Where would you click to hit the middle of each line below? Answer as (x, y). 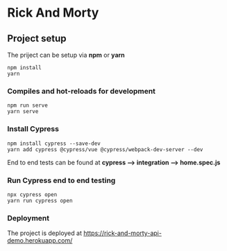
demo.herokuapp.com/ (40, 241)
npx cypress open (32, 194)
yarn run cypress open (40, 200)
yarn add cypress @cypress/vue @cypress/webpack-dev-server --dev (105, 149)
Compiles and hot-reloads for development (82, 91)
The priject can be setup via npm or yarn (66, 55)
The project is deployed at (44, 233)
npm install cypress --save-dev (54, 144)
